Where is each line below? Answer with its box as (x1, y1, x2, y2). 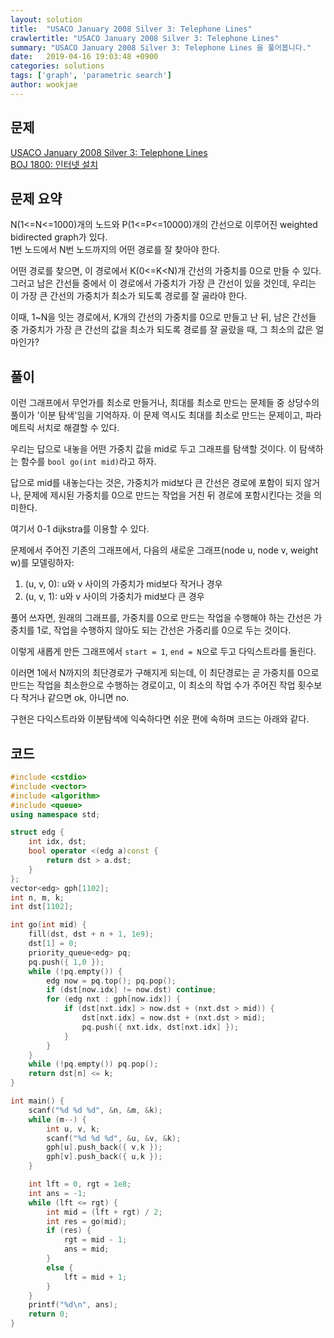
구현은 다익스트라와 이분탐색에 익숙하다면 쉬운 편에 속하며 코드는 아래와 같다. (10, 713, 310, 725)
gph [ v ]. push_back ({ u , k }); (46, 1152, 163, 1162)
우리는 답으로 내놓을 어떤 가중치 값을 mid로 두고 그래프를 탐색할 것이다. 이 (10, 443, 297, 455)
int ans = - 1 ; (28, 1188, 87, 1198)
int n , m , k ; (10, 892, 65, 903)
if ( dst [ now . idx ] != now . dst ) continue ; (46, 985, 217, 995)
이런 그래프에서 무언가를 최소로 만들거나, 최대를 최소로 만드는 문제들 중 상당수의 (10, 397, 320, 409)
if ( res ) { (46, 1226, 92, 1236)
